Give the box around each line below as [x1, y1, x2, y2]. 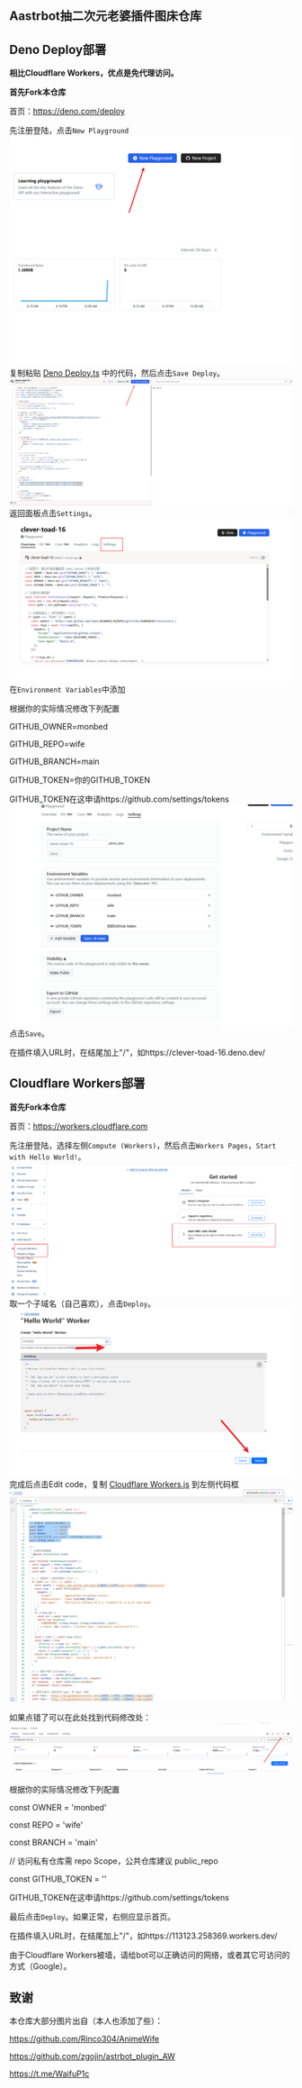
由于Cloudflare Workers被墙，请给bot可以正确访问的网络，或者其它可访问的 [9, 1949, 290, 1961]
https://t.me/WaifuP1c [9, 2068, 90, 2079]
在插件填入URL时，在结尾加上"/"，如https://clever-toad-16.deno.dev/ [9, 1047, 265, 1058]
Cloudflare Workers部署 [9, 1076, 146, 1092]
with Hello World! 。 [9, 1151, 86, 1162]
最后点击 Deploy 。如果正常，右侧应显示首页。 [9, 1911, 175, 1922]
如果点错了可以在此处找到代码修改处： [9, 1712, 151, 1723]
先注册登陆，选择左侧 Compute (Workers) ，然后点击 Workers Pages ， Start [9, 1139, 277, 1150]
